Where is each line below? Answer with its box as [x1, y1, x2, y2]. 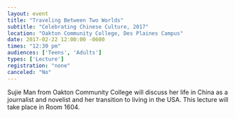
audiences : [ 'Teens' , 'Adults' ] [7, 50, 102, 57]
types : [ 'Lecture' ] [7, 56, 65, 63]
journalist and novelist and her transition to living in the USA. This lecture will [7, 95, 229, 103]
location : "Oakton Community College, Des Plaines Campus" [7, 29, 184, 37]
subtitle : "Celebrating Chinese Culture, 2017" [7, 23, 149, 30]
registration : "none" [7, 62, 71, 69]
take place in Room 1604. [7, 103, 81, 111]
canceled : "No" [7, 68, 52, 75]
